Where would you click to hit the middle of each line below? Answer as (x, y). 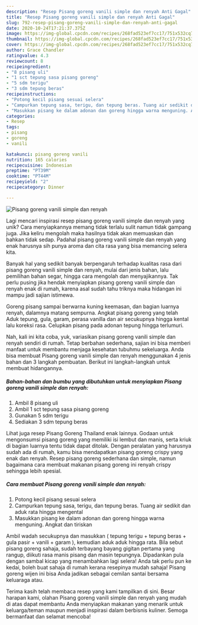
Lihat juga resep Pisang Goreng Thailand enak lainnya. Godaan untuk (90, 433)
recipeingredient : (29, 67)
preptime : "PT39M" (29, 171)
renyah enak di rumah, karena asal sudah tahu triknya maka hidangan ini (94, 289)
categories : (21, 116)
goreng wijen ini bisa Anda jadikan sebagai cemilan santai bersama (88, 574)
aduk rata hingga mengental (49, 511)
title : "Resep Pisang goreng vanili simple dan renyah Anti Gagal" (91, 17)
